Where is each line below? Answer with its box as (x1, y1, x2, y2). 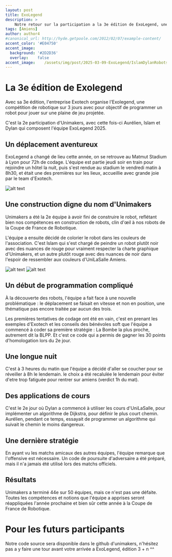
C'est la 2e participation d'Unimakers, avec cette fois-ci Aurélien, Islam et (5, 120, 160, 126)
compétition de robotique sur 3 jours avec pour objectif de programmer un (5, 105, 163, 111)
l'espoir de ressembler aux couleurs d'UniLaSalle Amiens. (5, 256, 127, 262)
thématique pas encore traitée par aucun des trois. (5, 305, 113, 312)
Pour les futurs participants (5, 524, 125, 535)
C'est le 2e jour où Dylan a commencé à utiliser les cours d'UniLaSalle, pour (5, 405, 165, 411)
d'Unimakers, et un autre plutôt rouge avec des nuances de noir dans (5, 251, 152, 257)
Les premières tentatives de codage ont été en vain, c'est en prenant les (5, 316, 158, 322)
